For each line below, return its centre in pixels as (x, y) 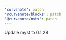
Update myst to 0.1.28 (26, 33)
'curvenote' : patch (24, 10)
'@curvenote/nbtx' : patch (31, 19)
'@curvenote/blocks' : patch (33, 14)
